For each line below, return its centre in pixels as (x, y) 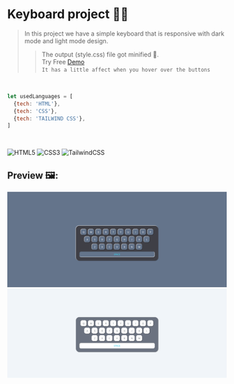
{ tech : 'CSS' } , (36, 111)
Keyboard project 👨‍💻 (68, 14)
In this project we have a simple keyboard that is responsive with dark (124, 33)
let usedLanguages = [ (40, 96)
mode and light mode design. (66, 40)
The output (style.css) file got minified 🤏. (100, 54)
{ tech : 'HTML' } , (37, 104)
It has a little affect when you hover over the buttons (126, 70)
